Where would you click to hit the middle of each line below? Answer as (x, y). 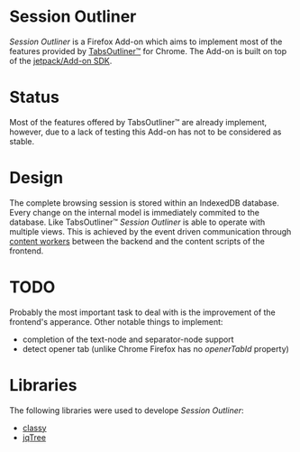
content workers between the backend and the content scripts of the (137, 241)
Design (36, 178)
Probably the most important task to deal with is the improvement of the (143, 312)
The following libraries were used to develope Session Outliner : (127, 410)
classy (34, 428)
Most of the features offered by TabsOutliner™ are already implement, (138, 122)
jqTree (34, 437)
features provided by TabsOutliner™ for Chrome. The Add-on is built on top (148, 51)
